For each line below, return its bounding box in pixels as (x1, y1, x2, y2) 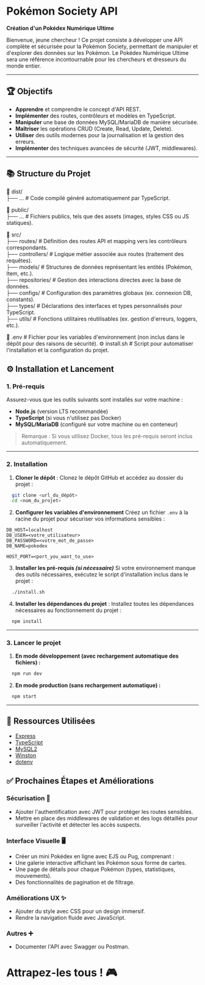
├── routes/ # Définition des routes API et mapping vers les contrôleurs (6, 237, 187, 244)
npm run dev (12, 670, 43, 677)
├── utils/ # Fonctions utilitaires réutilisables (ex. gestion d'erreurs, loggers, (6, 315, 198, 322)
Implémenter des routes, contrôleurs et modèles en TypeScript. (15, 112, 176, 119)
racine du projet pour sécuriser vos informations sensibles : (15, 515, 165, 522)
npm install (12, 619, 43, 625)
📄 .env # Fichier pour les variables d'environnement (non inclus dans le (6, 333, 185, 341)
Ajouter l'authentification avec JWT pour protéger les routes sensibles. (15, 808, 193, 815)
